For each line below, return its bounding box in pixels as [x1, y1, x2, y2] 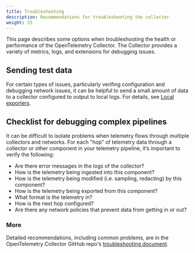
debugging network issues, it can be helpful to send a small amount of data [6, 87, 189, 94]
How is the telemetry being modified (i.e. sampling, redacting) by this [14, 175, 182, 182]
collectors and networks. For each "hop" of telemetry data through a [6, 139, 172, 145]
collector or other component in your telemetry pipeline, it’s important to [6, 145, 180, 152]
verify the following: [6, 151, 55, 158]
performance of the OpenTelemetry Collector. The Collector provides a [6, 42, 177, 49]
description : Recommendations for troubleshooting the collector [6, 14, 169, 20]
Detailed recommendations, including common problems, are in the [6, 234, 169, 241]
